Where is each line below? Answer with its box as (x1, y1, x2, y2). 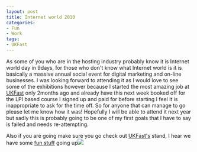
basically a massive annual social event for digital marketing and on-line (6, 70, 182, 77)
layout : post (6, 8, 38, 15)
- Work (6, 31, 22, 37)
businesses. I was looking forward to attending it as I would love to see (6, 76, 179, 83)
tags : (6, 36, 20, 42)
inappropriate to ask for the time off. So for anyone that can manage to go (6, 102, 186, 109)
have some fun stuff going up (6, 139, 78, 146)
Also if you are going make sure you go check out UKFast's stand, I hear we (6, 132, 191, 139)
